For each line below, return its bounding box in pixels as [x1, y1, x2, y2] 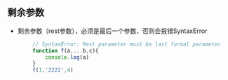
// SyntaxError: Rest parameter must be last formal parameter [32, 41, 221, 48]
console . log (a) [44, 53, 90, 61]
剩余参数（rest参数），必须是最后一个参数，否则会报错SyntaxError [17, 27, 208, 35]
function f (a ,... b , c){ [32, 47, 99, 54]
